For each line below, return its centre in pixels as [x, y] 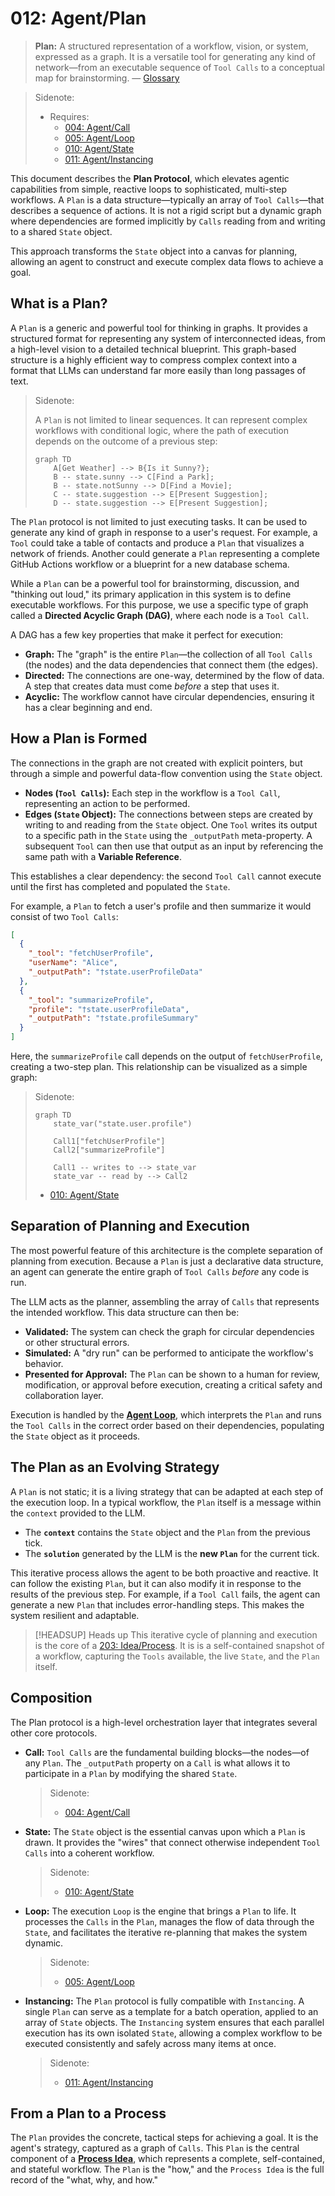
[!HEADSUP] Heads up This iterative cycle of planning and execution [176, 1634]
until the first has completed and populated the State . [120, 886]
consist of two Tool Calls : [64, 916]
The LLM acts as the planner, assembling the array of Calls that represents [165, 1301]
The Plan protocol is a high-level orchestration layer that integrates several [164, 1722]
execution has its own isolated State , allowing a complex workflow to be [173, 2033]
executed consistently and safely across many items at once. [150, 2043]
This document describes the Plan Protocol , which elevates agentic [150, 178]
